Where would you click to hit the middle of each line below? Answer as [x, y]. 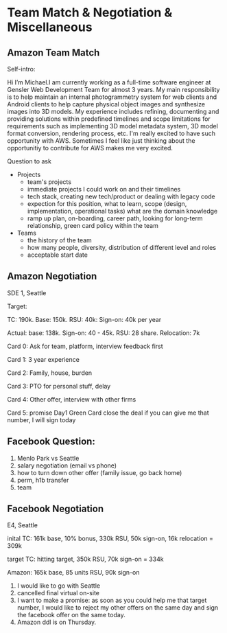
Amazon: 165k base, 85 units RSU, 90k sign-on [73, 573]
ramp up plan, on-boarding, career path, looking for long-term [115, 218]
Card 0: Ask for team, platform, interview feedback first [85, 346]
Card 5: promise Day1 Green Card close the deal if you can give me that [108, 413]
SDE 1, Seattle [27, 292]
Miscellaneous [50, 27]
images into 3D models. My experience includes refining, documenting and [113, 112]
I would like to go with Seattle [59, 586]
